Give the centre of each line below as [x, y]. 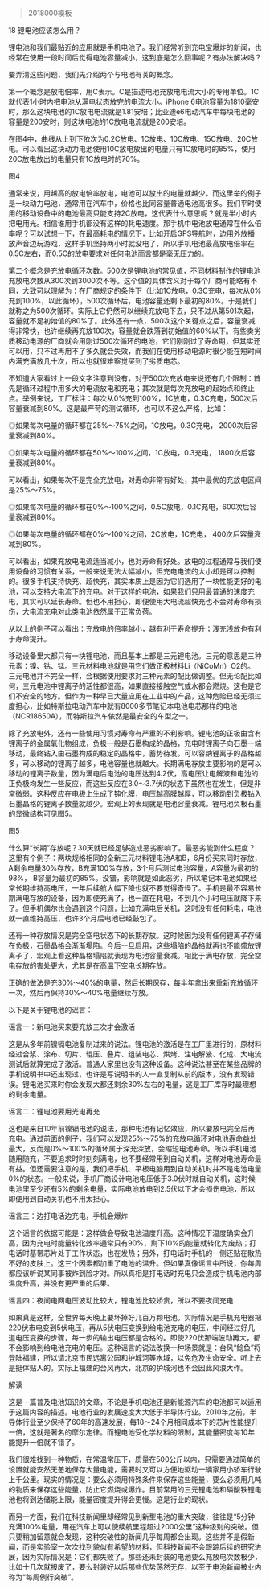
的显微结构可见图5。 [42, 814]
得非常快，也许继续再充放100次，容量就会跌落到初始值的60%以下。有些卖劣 [135, 331]
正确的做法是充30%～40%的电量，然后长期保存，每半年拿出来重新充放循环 [133, 983]
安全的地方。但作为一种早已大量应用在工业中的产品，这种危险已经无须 [138, 696]
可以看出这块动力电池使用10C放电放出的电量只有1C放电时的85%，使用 [139, 149]
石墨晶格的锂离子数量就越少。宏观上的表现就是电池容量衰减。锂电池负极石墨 [135, 804]
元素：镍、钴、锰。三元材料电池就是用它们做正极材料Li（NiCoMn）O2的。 [132, 666]
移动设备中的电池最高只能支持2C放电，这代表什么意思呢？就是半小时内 [139, 213]
